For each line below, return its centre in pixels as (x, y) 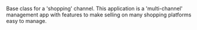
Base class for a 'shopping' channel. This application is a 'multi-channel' (94, 9)
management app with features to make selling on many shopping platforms (99, 15)
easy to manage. (27, 21)
